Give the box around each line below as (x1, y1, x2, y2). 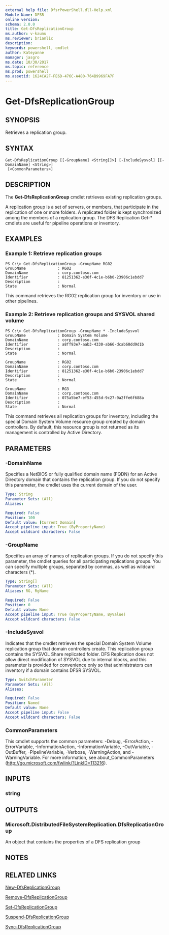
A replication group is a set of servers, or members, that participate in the (5, 204, 159, 210)
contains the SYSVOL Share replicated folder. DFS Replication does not (5, 651, 154, 657)
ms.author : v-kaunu (5, 31, 47, 36)
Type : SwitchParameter (5, 677, 53, 682)
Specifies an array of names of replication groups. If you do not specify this (5, 553, 163, 559)
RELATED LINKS (5, 871, 57, 880)
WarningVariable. (5, 754, 42, 761)
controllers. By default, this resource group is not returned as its (5, 424, 139, 430)
